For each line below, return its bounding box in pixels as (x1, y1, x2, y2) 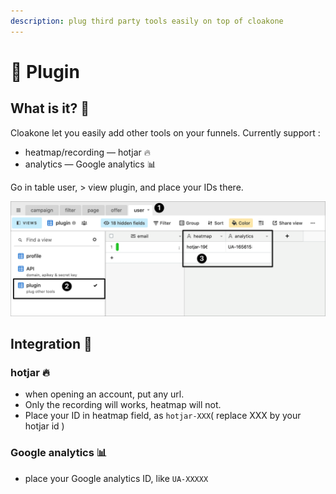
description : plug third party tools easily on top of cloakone (10, 16, 284, 26)
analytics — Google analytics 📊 (24, 158, 157, 170)
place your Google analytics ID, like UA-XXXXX (24, 472, 209, 484)
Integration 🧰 (10, 336, 93, 353)
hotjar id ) (24, 420, 65, 432)
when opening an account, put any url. (24, 388, 185, 400)
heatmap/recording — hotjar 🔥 (24, 146, 152, 158)
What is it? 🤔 (10, 100, 90, 117)
